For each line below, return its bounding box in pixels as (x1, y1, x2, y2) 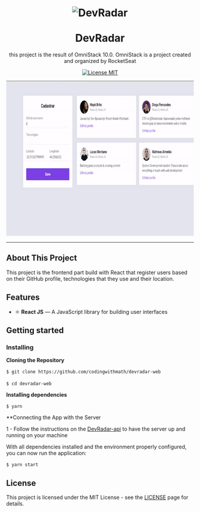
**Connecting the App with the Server (6, 414, 101, 421)
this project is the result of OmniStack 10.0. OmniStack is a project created (8, 51, 192, 58)
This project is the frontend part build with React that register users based (6, 269, 187, 276)
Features (6, 293, 40, 303)
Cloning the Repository (6, 357, 64, 364)
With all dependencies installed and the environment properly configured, (6, 443, 187, 451)
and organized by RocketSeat (64, 57, 136, 64)
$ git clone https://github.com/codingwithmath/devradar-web (6, 369, 161, 375)
